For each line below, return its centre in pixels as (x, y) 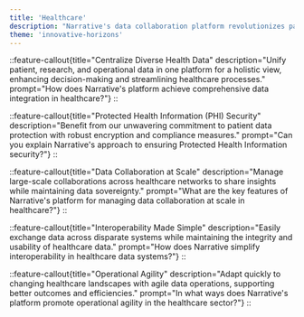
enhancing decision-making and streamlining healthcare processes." (138, 79)
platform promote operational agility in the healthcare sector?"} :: (130, 303)
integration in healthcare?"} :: (64, 98)
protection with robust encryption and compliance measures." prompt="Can (151, 135)
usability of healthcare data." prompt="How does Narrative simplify (135, 247)
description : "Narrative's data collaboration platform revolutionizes (147, 26)
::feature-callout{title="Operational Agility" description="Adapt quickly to (145, 274)
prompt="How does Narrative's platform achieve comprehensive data (139, 89)
